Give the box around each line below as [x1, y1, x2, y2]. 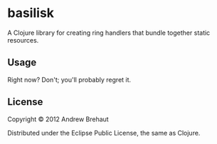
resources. [7, 35, 39, 44]
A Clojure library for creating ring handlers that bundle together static [7, 28, 211, 37]
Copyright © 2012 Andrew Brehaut [7, 115, 109, 123]
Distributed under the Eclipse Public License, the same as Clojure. [7, 128, 201, 137]
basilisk [7, 5, 55, 21]
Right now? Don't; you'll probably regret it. [7, 75, 132, 84]
